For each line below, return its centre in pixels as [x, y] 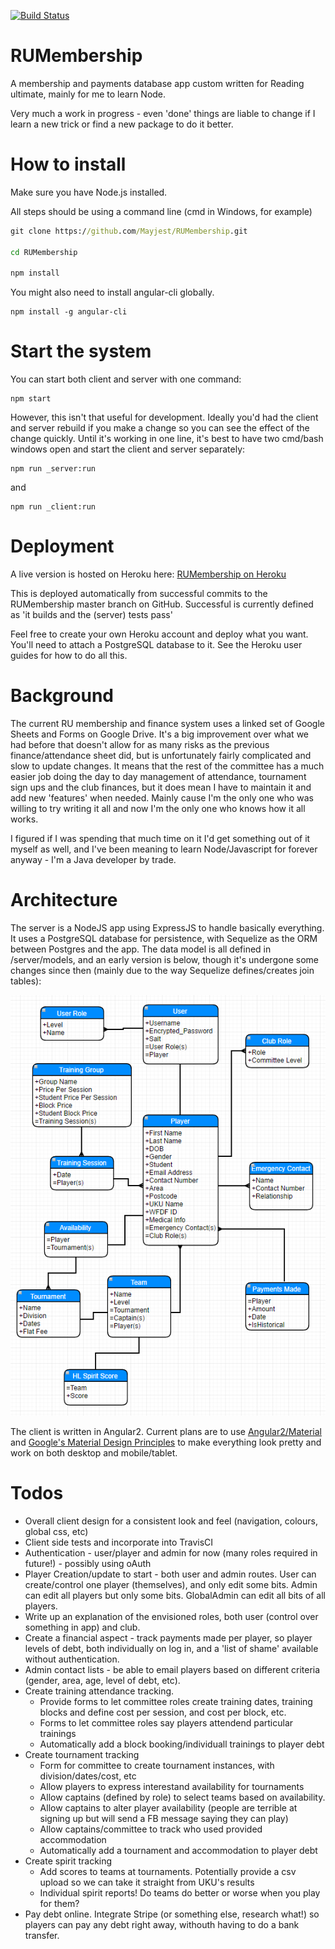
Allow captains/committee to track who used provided [151, 1829]
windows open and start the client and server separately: [128, 449]
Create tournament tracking [82, 1754]
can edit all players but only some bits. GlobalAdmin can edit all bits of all [175, 1595]
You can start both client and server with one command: [126, 379]
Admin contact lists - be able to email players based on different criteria [172, 1669]
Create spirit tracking [68, 1861]
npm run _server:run [53, 469]
